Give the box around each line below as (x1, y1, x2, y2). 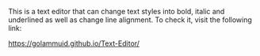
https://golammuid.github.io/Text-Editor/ (8, 39, 140, 48)
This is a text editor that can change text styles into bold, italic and (8, 7, 225, 16)
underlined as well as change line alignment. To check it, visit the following (8, 15, 252, 24)
